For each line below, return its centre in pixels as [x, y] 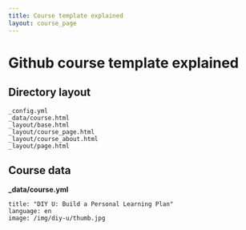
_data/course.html [39, 118]
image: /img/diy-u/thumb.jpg [57, 218]
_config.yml [28, 111]
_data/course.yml [38, 190]
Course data [40, 170]
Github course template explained [123, 63]
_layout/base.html [39, 125]
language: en [30, 212]
